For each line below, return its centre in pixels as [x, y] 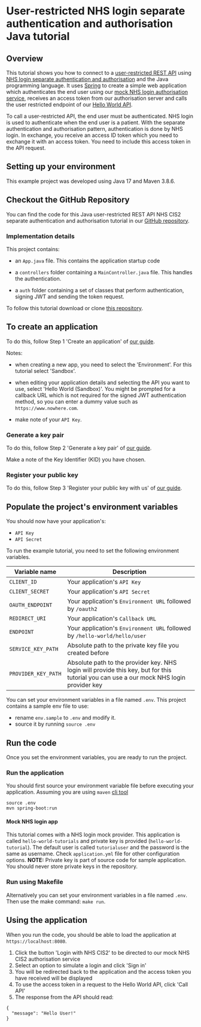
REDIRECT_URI [28, 619]
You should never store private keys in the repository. [72, 866]
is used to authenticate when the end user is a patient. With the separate [96, 123]
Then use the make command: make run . [56, 901]
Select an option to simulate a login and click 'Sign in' [80, 965]
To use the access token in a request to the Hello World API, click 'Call [101, 984]
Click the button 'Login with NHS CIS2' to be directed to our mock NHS [102, 952]
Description [130, 572]
